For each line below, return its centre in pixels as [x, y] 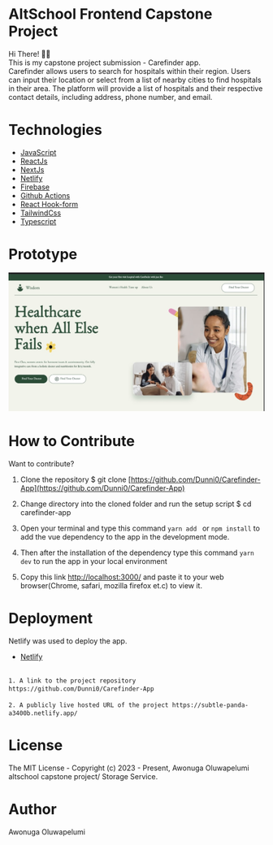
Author [32, 809]
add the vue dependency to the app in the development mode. [125, 536]
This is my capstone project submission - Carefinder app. [105, 63]
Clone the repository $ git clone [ [76, 479]
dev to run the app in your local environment [94, 561]
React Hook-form [49, 204]
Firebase [35, 187]
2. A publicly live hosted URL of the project [89, 705]
